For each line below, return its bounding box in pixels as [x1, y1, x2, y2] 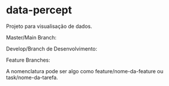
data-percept [6, 3, 72, 17]
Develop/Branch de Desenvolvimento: [6, 45, 98, 52]
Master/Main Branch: [6, 34, 57, 41]
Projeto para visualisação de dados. [6, 23, 92, 30]
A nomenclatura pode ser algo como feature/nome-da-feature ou [6, 67, 164, 74]
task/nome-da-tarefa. [6, 74, 58, 81]
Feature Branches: [6, 56, 51, 63]
